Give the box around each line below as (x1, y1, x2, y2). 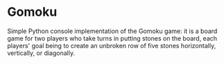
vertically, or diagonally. (7, 49, 75, 57)
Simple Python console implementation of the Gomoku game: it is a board (7, 27, 218, 35)
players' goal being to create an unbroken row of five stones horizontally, (7, 41, 216, 50)
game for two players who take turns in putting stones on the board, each (7, 34, 217, 42)
